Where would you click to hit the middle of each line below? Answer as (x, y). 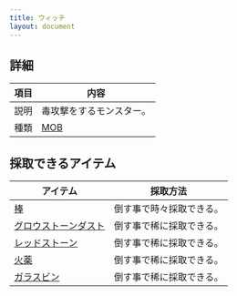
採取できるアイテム (63, 163)
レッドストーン (46, 243)
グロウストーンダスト (60, 226)
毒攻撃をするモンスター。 (96, 111)
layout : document (42, 26)
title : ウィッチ (37, 18)
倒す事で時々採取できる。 (168, 209)
